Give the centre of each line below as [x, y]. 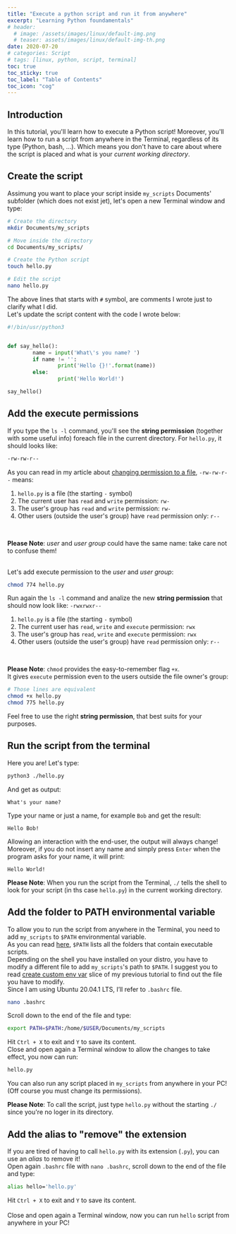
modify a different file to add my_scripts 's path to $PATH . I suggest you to [113, 966]
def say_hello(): [33, 346]
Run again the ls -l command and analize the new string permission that [115, 598]
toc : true [22, 66]
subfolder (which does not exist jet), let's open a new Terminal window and [116, 200]
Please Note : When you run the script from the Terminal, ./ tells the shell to [117, 882]
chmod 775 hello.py [36, 703]
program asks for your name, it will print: [66, 856]
